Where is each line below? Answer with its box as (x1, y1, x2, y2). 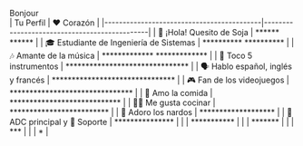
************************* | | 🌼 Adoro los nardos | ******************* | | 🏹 (9, 107, 293, 117)
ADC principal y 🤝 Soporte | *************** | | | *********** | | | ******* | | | (9, 117, 295, 127)
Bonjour (9, 8, 39, 18)
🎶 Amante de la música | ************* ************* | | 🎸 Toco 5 (9, 50, 253, 61)
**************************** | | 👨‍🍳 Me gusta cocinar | (9, 97, 216, 108)
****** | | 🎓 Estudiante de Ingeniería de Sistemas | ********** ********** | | (9, 37, 295, 48)
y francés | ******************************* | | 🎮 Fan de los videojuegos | (9, 74, 290, 85)
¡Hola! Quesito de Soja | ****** (165, 27, 279, 37)
